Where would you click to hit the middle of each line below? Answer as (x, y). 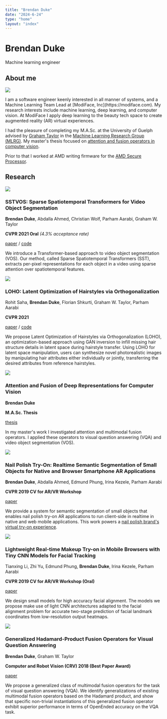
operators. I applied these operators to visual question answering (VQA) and (83, 437)
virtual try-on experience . (31, 527)
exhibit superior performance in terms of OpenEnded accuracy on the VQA (82, 706)
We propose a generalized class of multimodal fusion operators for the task (83, 685)
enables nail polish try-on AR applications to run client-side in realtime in (80, 516)
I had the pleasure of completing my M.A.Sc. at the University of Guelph (79, 130)
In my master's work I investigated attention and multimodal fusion (74, 432)
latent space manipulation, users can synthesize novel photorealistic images (83, 352)
